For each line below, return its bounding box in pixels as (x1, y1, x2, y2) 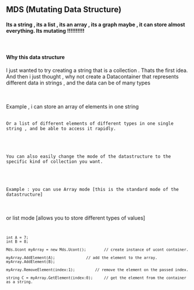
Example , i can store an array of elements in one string (6, 103, 139, 110)
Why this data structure (6, 54, 65, 61)
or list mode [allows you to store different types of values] (6, 214, 145, 221)
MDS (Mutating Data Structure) (6, 5, 122, 15)
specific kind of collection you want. (6, 158, 103, 165)
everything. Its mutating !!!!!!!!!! (6, 27, 85, 34)
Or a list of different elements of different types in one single (6, 120, 174, 127)
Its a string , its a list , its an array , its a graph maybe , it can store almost (6, 21, 185, 28)
